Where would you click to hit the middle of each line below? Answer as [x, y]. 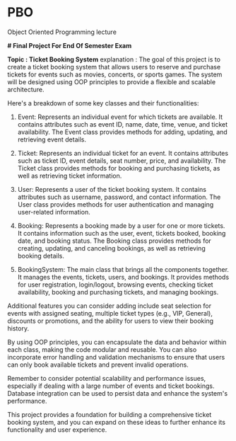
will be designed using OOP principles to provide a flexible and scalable [112, 81]
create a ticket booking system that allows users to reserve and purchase [114, 67]
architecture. [26, 89]
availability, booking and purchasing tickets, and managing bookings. [118, 292]
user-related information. [54, 212]
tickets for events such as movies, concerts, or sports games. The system [115, 74]
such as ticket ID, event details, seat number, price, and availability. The [122, 161]
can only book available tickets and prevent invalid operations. [98, 365]
